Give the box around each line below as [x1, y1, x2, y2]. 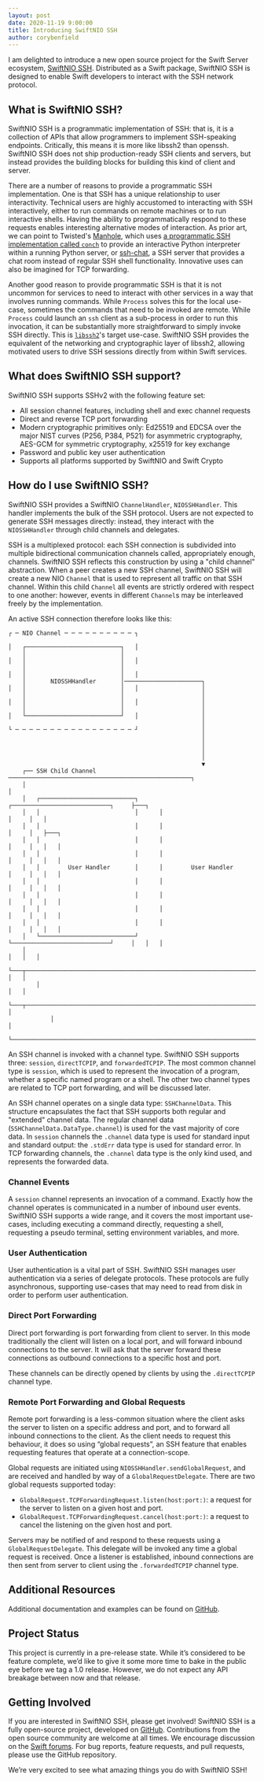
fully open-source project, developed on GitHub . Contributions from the [8, 1725, 240, 1735]
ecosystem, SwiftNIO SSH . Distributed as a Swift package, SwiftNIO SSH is [8, 64, 251, 73]
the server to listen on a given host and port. [19, 1503, 163, 1513]
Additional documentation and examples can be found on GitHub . [8, 1604, 220, 1613]
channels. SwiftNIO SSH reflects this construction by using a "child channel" [8, 557, 255, 566]
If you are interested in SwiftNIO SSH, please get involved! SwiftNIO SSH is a [8, 1717, 256, 1726]
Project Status [8, 1627, 80, 1640]
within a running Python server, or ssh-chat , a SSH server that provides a [8, 248, 245, 257]
